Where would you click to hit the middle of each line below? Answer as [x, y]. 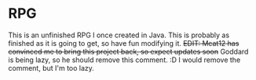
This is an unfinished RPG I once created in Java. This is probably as [119, 35]
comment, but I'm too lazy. [51, 68]
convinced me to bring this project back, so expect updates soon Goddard [128, 51]
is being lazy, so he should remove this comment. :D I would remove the [124, 60]
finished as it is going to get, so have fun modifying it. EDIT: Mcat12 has [124, 43]
